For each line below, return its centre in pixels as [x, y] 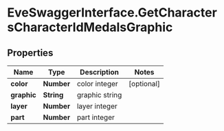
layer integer [97, 106]
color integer [97, 84]
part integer [96, 117]
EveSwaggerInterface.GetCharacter [112, 13]
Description [99, 72]
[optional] [144, 84]
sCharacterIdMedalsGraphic [90, 27]
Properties [30, 53]
